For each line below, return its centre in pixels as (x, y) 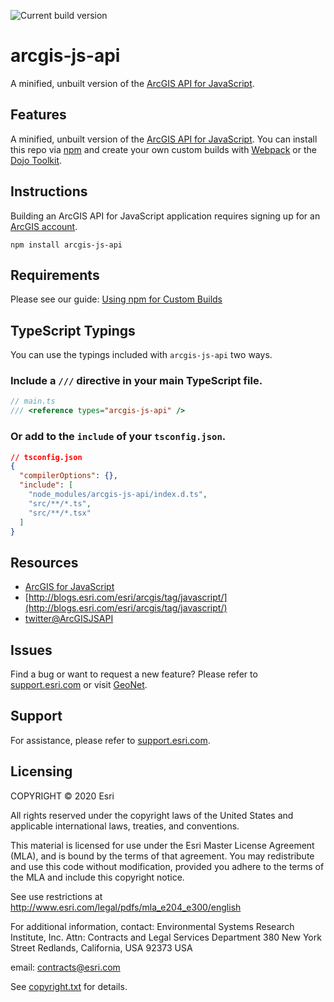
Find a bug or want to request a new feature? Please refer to (134, 674)
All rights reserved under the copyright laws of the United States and (152, 815)
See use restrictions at (56, 896)
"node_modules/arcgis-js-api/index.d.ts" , (118, 495)
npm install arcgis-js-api (66, 245)
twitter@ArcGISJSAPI (69, 619)
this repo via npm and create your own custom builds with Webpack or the (163, 149)
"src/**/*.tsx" (60, 513)
